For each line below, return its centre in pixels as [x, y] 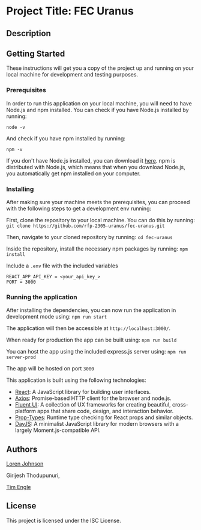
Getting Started [36, 53]
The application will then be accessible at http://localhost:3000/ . [88, 328]
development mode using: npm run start [57, 317]
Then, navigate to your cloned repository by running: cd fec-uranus [89, 237]
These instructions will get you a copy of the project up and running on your [100, 68]
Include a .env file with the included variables [62, 266]
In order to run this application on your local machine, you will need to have [99, 103]
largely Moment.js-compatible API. [58, 430]
